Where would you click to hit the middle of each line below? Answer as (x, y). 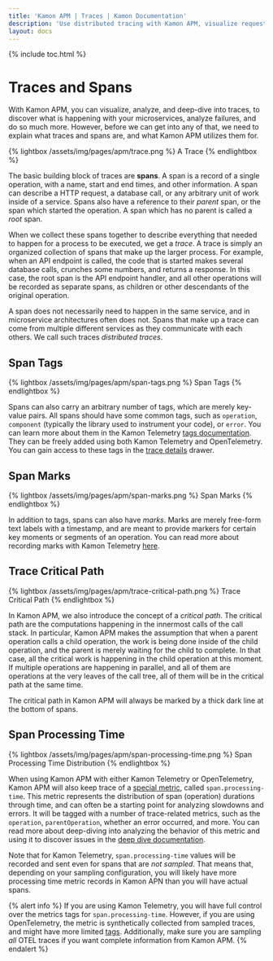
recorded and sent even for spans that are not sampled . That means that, (131, 863)
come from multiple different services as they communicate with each (126, 329)
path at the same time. (46, 684)
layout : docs (30, 31)
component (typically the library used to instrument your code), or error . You (135, 424)
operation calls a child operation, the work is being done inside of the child (133, 641)
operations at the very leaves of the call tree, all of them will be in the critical (136, 676)
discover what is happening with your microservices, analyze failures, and (132, 118)
